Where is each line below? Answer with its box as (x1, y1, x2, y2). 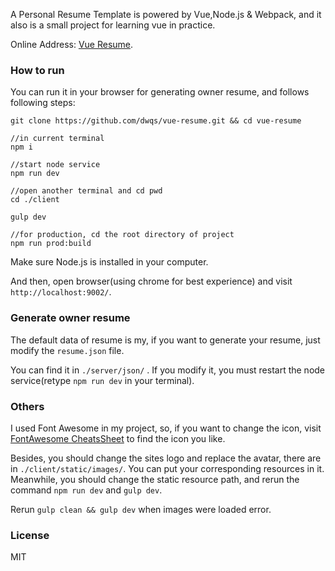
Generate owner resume (10, 311, 131, 325)
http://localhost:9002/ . (10, 286, 112, 298)
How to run (10, 63, 65, 77)
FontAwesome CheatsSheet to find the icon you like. (10, 432, 226, 444)
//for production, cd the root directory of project (10, 230, 235, 240)
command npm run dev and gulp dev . (10, 484, 163, 496)
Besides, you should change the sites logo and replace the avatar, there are (10, 452, 322, 464)
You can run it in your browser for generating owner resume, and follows (10, 86, 310, 98)
